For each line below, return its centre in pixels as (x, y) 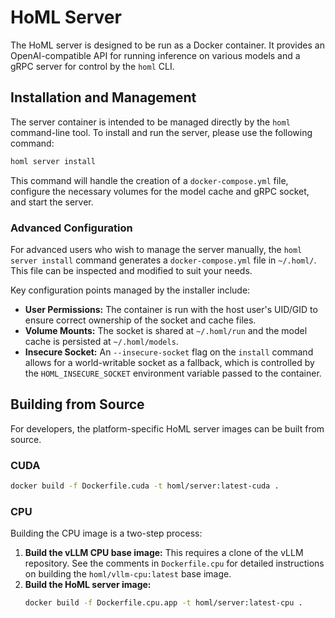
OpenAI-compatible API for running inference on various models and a (155, 55)
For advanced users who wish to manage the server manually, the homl (156, 249)
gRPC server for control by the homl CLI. (92, 66)
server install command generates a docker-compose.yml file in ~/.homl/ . (163, 260)
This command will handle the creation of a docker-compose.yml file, (149, 180)
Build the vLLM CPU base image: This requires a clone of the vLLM (164, 553)
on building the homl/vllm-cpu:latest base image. (128, 574)
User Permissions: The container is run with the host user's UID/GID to (171, 309)
